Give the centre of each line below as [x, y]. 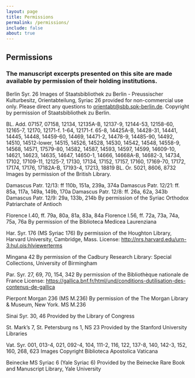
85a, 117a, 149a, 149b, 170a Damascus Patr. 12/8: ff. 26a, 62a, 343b [87, 191]
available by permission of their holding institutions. [82, 81]
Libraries [17, 333]
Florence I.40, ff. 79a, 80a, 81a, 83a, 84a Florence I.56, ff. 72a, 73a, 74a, [93, 215]
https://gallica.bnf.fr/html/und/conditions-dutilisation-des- [116, 281]
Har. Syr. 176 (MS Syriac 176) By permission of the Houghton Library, [89, 233]
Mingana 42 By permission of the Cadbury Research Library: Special [89, 256]
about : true [20, 33]
